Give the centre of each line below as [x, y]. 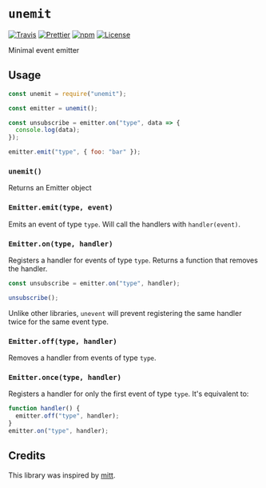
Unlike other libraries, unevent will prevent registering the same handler [125, 313]
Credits [27, 456]
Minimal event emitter [44, 50]
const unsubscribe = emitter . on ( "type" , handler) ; [94, 283]
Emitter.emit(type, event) [61, 208]
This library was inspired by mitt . [62, 475]
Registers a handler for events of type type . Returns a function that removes [133, 260]
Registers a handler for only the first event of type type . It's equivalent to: [129, 394]
